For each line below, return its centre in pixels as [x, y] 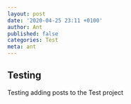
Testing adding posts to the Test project [65, 92]
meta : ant [22, 47]
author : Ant [25, 27]
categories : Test [33, 40]
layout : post [27, 14]
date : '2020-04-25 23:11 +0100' [55, 21]
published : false [33, 34]
